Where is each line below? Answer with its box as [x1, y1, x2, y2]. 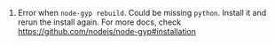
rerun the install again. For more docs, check [17, 17, 182, 27]
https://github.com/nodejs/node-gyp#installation [17, 26, 197, 36]
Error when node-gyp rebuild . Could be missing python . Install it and [17, 8, 267, 18]
